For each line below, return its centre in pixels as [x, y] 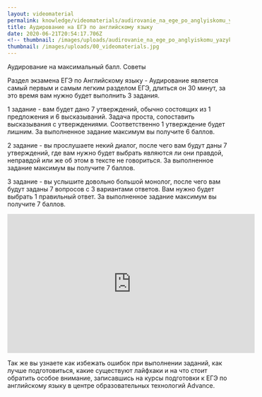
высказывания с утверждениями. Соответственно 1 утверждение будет [116, 124]
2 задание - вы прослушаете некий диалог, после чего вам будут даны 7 [117, 145]
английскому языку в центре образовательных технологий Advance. [111, 385]
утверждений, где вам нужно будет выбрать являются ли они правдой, [115, 153]
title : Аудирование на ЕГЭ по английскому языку [80, 27]
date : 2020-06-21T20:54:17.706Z [55, 34]
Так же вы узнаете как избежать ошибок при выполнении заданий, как [115, 363]
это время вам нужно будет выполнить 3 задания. [84, 95]
